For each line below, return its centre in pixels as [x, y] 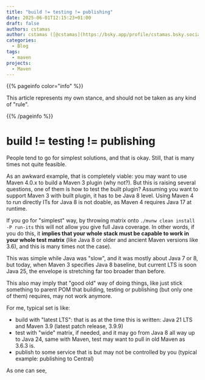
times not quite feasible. [37, 164]
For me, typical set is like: [38, 308]
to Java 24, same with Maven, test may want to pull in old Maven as [100, 339]
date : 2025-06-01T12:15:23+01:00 [49, 18]
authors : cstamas [28, 29]
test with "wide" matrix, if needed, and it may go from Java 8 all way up [105, 333]
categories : [21, 40]
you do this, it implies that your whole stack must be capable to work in [98, 233]
